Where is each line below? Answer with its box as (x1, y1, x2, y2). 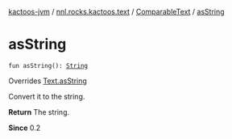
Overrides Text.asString (8, 76, 87, 86)
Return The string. (8, 107, 70, 116)
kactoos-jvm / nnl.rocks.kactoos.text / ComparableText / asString (8, 7, 225, 16)
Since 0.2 (8, 123, 41, 133)
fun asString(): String (8, 61, 89, 69)
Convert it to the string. (8, 91, 85, 101)
